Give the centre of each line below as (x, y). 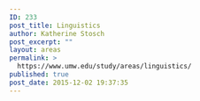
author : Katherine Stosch (57, 33)
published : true (39, 75)
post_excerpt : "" (41, 42)
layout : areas (35, 50)
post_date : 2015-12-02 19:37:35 (69, 83)
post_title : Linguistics (55, 25)
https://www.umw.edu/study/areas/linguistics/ (104, 67)
